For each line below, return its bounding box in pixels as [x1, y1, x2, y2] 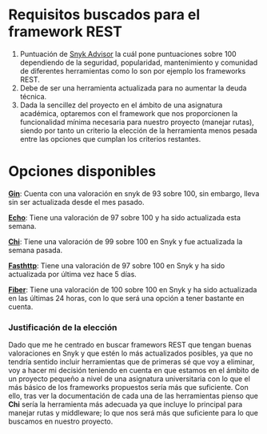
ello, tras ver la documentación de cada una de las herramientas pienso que [8, 391, 258, 401]
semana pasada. [8, 245, 63, 255]
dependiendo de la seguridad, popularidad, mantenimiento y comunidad [19, 58, 258, 67]
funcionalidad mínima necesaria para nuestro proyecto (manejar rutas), [19, 117, 254, 127]
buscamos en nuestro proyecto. [8, 416, 114, 426]
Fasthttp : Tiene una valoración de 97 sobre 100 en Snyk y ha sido [8, 260, 225, 270]
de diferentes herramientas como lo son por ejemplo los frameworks [19, 66, 246, 75]
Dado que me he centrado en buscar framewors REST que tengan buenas [8, 340, 252, 350]
